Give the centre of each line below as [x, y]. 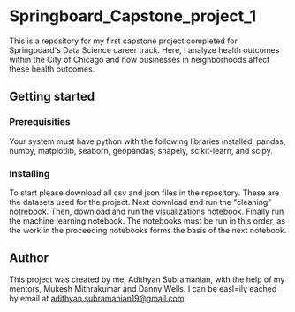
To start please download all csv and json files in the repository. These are [144, 193]
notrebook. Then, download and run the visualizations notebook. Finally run [147, 211]
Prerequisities [40, 122]
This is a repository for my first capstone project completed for [124, 41]
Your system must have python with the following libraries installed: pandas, [147, 141]
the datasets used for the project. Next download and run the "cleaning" [140, 202]
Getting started [52, 97]
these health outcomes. [52, 69]
